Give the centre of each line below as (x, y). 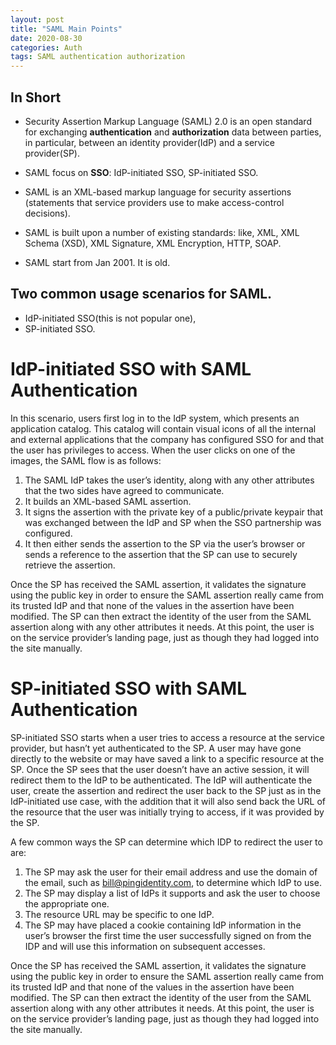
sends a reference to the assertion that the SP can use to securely (161, 554)
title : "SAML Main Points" (66, 29)
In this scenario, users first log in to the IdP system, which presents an (155, 418)
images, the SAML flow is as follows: (86, 460)
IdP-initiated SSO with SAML (131, 368)
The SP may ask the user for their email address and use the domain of (171, 872)
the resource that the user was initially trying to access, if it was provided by (167, 812)
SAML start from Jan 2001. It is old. (97, 262)
